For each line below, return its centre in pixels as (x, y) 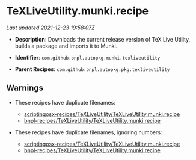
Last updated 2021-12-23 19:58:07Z (51, 28)
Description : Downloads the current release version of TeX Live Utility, (103, 39)
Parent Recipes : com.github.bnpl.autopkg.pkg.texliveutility (92, 69)
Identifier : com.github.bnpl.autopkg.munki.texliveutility (87, 57)
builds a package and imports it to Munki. (66, 46)
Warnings (25, 88)
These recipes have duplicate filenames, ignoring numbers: (88, 132)
